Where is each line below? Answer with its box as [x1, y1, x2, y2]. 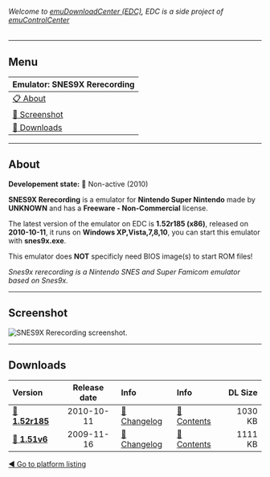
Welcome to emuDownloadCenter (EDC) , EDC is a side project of [8, 6, 223, 16]
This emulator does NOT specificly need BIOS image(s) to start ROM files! [8, 251, 253, 261]
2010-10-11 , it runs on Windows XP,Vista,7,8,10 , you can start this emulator [8, 227, 260, 237]
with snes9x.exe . [8, 235, 67, 245]
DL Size [227, 387, 258, 398]
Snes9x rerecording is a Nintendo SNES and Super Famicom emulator [8, 267, 241, 276]
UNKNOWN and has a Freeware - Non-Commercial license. [8, 203, 209, 213]
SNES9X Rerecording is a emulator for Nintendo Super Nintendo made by [8, 194, 256, 204]
